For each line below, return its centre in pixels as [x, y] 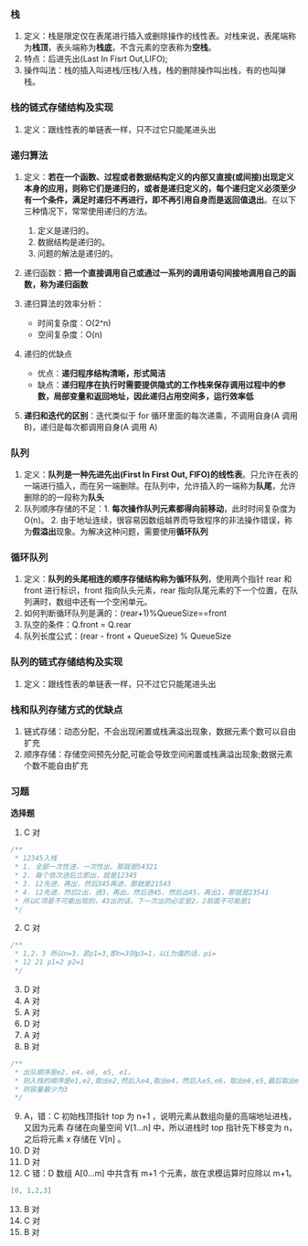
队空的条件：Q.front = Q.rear [77, 625]
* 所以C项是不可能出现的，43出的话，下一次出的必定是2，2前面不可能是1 [133, 901]
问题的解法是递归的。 [77, 253]
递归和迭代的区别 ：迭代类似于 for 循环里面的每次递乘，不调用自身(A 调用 [160, 415]
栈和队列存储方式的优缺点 [67, 710]
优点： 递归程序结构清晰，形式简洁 [101, 373]
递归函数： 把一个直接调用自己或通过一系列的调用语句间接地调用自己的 [156, 272]
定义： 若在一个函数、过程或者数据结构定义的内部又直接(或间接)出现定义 [159, 176]
